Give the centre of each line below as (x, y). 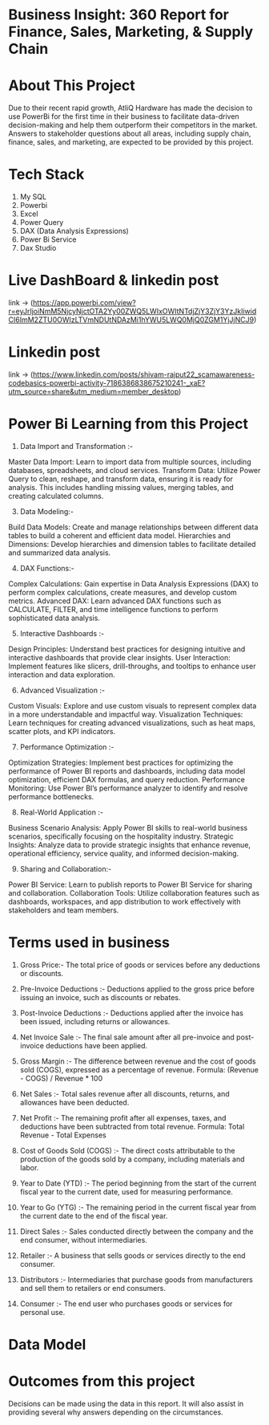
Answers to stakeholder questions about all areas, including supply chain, (130, 133)
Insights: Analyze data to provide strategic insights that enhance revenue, (129, 844)
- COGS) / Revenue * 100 (61, 1078)
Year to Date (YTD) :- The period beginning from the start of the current (138, 1183)
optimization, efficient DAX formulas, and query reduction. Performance (127, 779)
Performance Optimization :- (67, 747)
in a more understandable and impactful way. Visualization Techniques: (126, 714)
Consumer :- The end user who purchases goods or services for (126, 1304)
